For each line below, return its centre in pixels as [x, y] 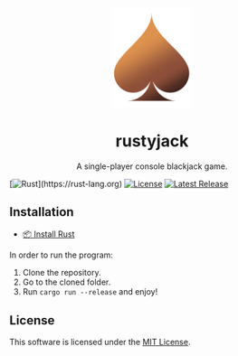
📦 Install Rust [48, 234]
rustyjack [152, 141]
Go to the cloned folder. [67, 282]
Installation [42, 212]
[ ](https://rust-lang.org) [66, 183]
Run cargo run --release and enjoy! [90, 292]
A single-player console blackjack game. [152, 166]
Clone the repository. [62, 273]
